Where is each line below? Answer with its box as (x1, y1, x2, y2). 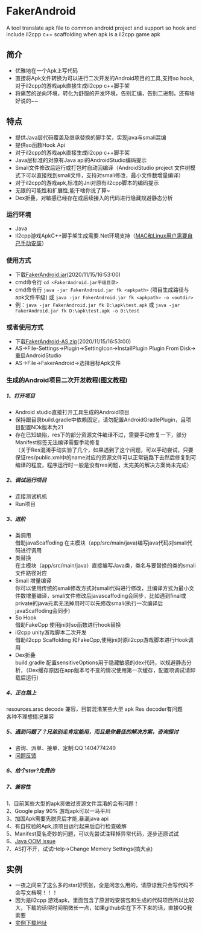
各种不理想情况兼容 (6, 713, 54, 720)
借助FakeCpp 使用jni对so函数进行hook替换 (14, 621, 122, 629)
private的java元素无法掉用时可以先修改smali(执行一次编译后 (14, 600, 163, 607)
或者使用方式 (6, 323, 44, 332)
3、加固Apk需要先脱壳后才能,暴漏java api (6, 815, 109, 822)
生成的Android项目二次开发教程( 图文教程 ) (6, 376, 128, 384)
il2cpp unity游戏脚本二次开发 (14, 629, 87, 636)
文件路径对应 (14, 569, 47, 577)
